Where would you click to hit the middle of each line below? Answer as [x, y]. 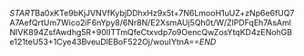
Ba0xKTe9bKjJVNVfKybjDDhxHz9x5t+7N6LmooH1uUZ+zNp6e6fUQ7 [165, 13]
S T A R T [22, 13]
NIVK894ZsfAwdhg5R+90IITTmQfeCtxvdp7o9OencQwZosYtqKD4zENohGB [151, 32]
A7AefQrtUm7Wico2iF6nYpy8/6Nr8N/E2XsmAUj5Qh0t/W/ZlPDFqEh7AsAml [150, 23]
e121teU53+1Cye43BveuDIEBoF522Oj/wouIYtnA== [105, 42]
